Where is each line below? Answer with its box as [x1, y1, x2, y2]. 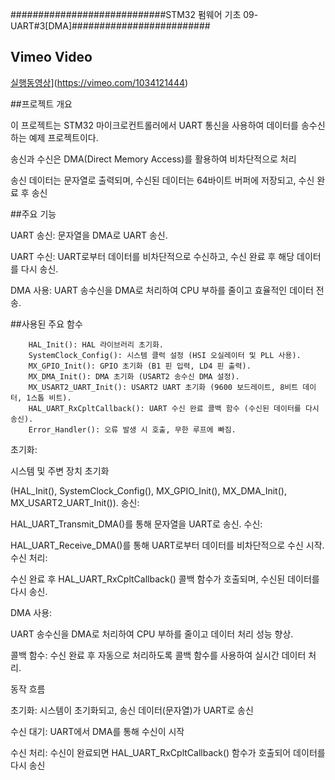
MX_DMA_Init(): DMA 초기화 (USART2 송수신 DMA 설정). [28, 371, 240, 382]
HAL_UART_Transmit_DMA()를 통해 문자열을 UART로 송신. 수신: [10, 518, 263, 530]
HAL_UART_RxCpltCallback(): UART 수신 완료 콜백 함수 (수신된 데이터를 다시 [28, 403, 320, 413]
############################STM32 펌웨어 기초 [10, 9, 242, 20]
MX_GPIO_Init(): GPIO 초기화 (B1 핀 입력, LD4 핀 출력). [28, 361, 252, 371]
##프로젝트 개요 [10, 98, 73, 110]
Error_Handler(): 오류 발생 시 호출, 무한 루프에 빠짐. [28, 424, 237, 435]
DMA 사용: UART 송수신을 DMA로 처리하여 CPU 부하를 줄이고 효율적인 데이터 [10, 284, 314, 296]
